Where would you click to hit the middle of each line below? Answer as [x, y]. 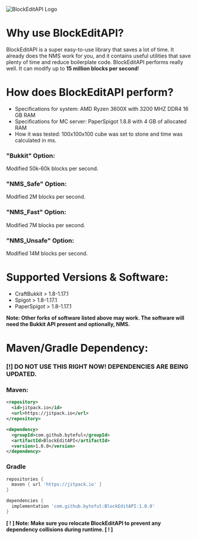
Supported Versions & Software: [88, 277]
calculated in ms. [36, 140]
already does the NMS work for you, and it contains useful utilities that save [99, 56]
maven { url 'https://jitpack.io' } [57, 484]
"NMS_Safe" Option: [36, 184]
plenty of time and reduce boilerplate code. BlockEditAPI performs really [95, 62]
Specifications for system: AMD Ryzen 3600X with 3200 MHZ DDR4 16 [101, 109]
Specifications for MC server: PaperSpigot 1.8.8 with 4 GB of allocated [101, 121]
